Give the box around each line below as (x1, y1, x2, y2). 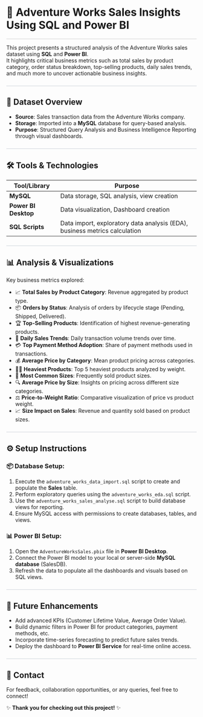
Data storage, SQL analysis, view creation (60, 192, 178, 200)
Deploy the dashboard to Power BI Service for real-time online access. (14, 643, 192, 650)
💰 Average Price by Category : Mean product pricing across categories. (14, 357, 195, 365)
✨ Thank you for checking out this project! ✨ (6, 704, 121, 711)
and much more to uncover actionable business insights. (6, 70, 147, 77)
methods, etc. (14, 630, 50, 637)
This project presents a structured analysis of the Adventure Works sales (6, 44, 188, 51)
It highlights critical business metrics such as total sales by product (6, 57, 173, 64)
